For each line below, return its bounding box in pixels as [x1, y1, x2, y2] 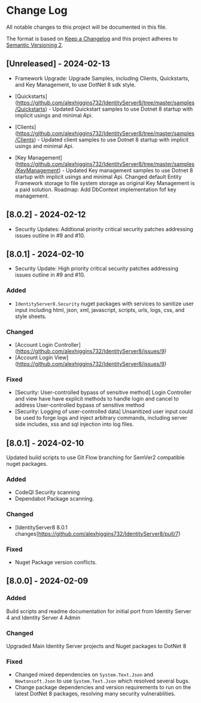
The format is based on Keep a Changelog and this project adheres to [6, 35, 178, 42]
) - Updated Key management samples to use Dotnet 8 [59, 166, 193, 174]
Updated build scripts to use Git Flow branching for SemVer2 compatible [6, 454, 185, 461]
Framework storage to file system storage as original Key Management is [14, 179, 195, 186]
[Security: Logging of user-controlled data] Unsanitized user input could [14, 408, 193, 415]
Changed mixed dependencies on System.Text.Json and [14, 671, 154, 678]
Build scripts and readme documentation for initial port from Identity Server [6, 607, 191, 614]
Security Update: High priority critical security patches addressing [14, 265, 178, 272]
